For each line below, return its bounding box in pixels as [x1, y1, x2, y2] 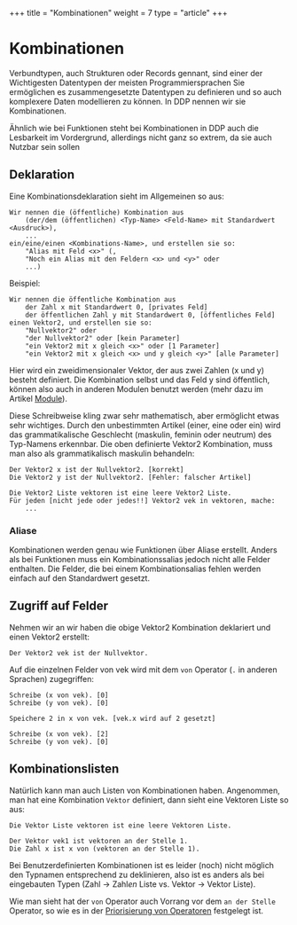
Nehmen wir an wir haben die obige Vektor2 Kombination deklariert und [9, 622, 271, 632]
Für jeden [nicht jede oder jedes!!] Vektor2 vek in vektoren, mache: [9, 496, 276, 505]
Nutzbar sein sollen [9, 141, 81, 152]
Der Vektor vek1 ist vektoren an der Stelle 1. [9, 836, 189, 845]
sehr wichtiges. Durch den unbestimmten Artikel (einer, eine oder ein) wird [9, 419, 281, 430]
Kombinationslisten [9, 762, 120, 777]
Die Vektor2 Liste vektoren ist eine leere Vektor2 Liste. [9, 488, 232, 498]
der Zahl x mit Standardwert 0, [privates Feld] [25, 302, 208, 311]
